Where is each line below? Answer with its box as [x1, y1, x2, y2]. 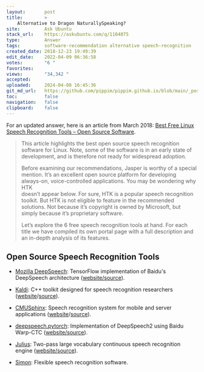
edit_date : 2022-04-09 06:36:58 [6, 54, 97, 60]
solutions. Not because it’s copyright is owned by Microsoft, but [21, 203, 181, 210]
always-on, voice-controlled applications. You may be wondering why [21, 177, 196, 184]
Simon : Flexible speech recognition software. [15, 359, 129, 366]
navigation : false [6, 99, 59, 105]
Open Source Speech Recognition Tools [6, 251, 160, 262]
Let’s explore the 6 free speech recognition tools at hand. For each [21, 221, 188, 228]
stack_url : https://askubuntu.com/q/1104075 [6, 32, 129, 38]
